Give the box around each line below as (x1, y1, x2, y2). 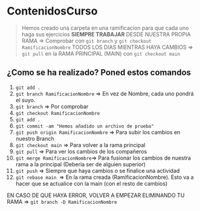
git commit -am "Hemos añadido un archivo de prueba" (15, 123, 154, 129)
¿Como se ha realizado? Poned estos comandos (7, 68, 192, 78)
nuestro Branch (15, 135, 54, 142)
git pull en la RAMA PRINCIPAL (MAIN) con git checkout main (21, 50, 181, 57)
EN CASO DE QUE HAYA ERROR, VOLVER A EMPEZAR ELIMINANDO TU (7, 192, 185, 199)
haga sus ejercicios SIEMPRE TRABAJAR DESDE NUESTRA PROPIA (21, 30, 191, 37)
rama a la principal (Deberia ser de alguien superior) (15, 160, 146, 167)
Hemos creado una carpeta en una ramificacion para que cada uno (21, 24, 189, 31)
